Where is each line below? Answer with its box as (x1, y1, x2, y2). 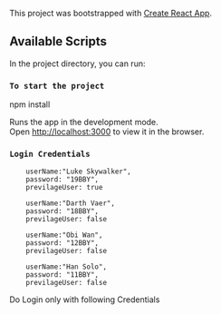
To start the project (9, 81, 105, 91)
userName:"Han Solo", (25, 262, 107, 271)
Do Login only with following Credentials (9, 294, 160, 305)
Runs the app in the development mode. (9, 117, 159, 128)
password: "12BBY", (25, 239, 100, 248)
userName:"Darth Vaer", (25, 199, 116, 208)
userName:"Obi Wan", (25, 231, 103, 240)
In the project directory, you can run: (9, 58, 146, 69)
